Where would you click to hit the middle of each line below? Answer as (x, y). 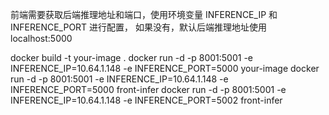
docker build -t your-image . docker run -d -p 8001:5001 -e (132, 57)
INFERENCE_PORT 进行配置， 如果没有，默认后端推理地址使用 (139, 27)
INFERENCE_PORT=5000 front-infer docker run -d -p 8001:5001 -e (148, 89)
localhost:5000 (41, 38)
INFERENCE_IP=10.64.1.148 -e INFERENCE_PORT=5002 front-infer (146, 100)
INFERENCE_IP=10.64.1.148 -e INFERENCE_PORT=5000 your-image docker (165, 68)
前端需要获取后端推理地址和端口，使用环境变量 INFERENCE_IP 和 (144, 14)
